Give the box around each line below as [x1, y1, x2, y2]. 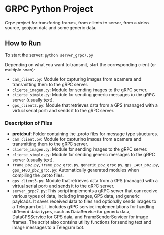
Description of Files [5, 119, 53, 126]
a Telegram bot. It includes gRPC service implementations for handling [12, 204, 155, 210]
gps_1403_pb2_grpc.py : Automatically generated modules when [12, 167, 139, 173]
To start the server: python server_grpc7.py [5, 52, 93, 58]
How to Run [5, 39, 41, 47]
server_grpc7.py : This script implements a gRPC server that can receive [12, 188, 158, 194]
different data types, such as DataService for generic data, [12, 209, 131, 215]
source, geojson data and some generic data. [5, 24, 97, 30]
